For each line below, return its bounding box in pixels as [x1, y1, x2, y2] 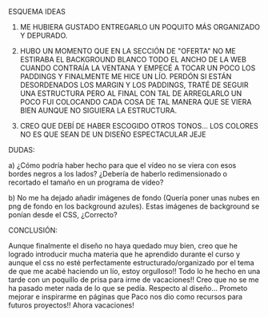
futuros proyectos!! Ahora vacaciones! [8, 300, 134, 310]
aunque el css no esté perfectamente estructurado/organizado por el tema [8, 258, 254, 267]
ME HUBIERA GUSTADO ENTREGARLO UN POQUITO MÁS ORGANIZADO [19, 22, 260, 31]
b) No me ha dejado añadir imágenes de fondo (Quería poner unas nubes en [8, 193, 260, 202]
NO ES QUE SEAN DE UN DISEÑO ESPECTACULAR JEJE [19, 129, 206, 139]
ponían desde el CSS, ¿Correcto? [8, 210, 118, 219]
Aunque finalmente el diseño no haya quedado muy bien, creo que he [8, 241, 238, 250]
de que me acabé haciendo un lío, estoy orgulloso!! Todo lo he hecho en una [8, 267, 261, 276]
